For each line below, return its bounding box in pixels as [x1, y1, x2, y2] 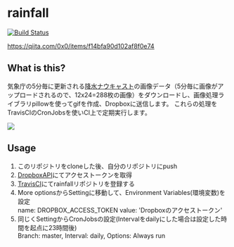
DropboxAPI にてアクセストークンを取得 [17, 170, 132, 179]
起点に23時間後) [30, 223, 77, 232]
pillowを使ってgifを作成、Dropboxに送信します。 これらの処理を [31, 99, 218, 108]
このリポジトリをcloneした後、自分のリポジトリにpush [17, 162, 178, 170]
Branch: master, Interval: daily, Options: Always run [17, 231, 166, 240]
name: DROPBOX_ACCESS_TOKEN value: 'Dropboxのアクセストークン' [17, 205, 223, 214]
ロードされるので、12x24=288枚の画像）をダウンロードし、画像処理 [19, 90, 219, 99]
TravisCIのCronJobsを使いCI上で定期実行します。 [7, 108, 151, 117]
